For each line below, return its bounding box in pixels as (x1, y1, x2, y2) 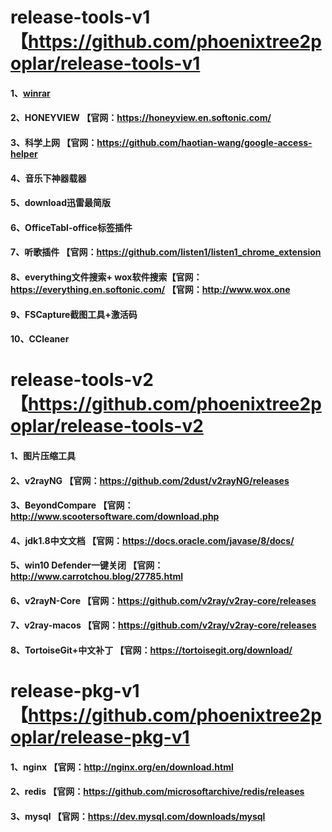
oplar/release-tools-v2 (10, 415, 204, 438)
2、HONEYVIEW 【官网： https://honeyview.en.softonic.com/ (10, 112, 272, 124)
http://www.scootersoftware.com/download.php (10, 511, 220, 523)
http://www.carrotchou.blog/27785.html (10, 571, 183, 583)
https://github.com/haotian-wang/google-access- (96, 136, 313, 148)
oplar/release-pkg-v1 (10, 726, 190, 749)
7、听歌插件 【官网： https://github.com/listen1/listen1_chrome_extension (10, 246, 322, 258)
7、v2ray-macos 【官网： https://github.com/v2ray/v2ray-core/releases (10, 619, 317, 631)
